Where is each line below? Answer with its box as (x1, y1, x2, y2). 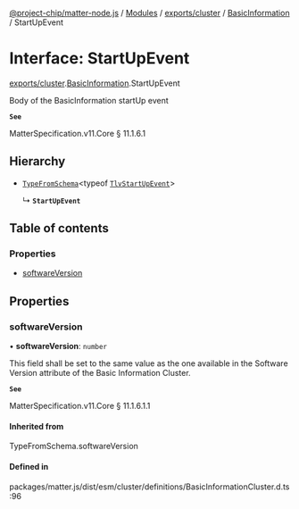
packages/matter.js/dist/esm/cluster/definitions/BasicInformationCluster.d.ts (9, 481, 290, 492)
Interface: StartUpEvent (9, 48, 190, 69)
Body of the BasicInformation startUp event (9, 95, 170, 105)
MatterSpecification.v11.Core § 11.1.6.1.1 (9, 401, 151, 412)
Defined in (9, 461, 49, 471)
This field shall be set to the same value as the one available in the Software (9, 358, 288, 369)
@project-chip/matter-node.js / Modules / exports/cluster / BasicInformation (9, 8, 290, 18)
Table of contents (9, 221, 109, 236)
